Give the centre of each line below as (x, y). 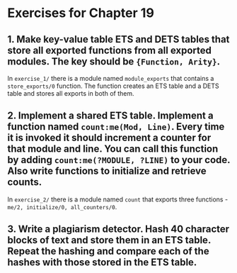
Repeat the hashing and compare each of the (109, 251)
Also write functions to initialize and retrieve (107, 171)
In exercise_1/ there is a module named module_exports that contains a (111, 78)
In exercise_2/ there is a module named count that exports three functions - (118, 199)
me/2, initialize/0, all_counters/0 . (62, 206)
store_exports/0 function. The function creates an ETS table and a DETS (113, 86)
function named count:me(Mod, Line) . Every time (116, 127)
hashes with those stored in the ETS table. (102, 263)
